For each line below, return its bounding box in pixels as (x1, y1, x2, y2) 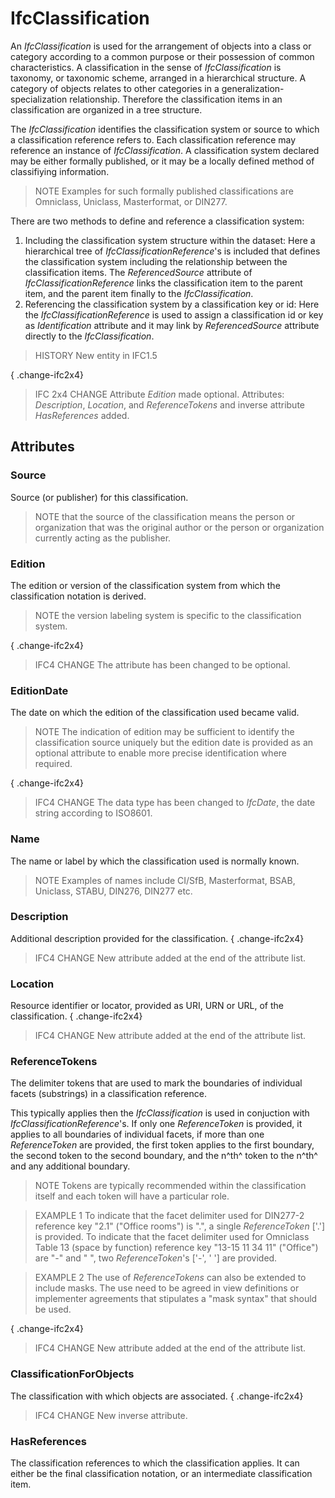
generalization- (221, 82, 285, 94)
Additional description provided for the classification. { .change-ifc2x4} (10, 932, 305, 944)
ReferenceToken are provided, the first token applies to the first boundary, (10, 1139, 315, 1151)
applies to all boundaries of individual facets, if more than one (10, 1128, 265, 1141)
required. (34, 758, 73, 770)
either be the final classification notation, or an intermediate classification (10, 1468, 313, 1479)
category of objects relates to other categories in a (10, 82, 220, 94)
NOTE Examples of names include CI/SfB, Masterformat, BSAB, (34, 874, 296, 886)
